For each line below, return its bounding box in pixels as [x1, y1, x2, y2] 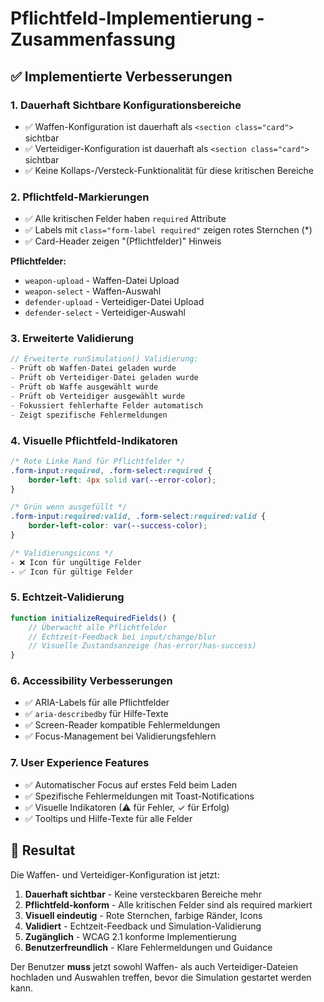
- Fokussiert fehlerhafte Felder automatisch [10, 400, 203, 411]
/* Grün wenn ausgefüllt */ [10, 502, 128, 512]
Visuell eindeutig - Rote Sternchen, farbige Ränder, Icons [24, 909, 263, 921]
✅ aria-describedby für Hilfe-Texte [24, 708, 169, 720]
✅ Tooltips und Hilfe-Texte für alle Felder [24, 812, 193, 824]
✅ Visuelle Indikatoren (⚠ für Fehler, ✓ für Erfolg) [24, 801, 230, 813]
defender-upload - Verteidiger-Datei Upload [24, 296, 205, 308]
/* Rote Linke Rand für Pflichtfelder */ [10, 456, 186, 466]
